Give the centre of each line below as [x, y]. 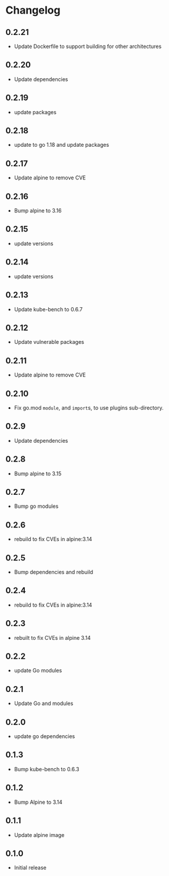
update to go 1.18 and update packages [62, 145]
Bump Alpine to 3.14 [38, 802]
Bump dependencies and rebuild [54, 572]
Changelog [33, 10]
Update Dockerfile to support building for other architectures [88, 46]
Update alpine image [39, 835]
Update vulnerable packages [49, 342]
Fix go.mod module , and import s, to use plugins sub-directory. [89, 408]
